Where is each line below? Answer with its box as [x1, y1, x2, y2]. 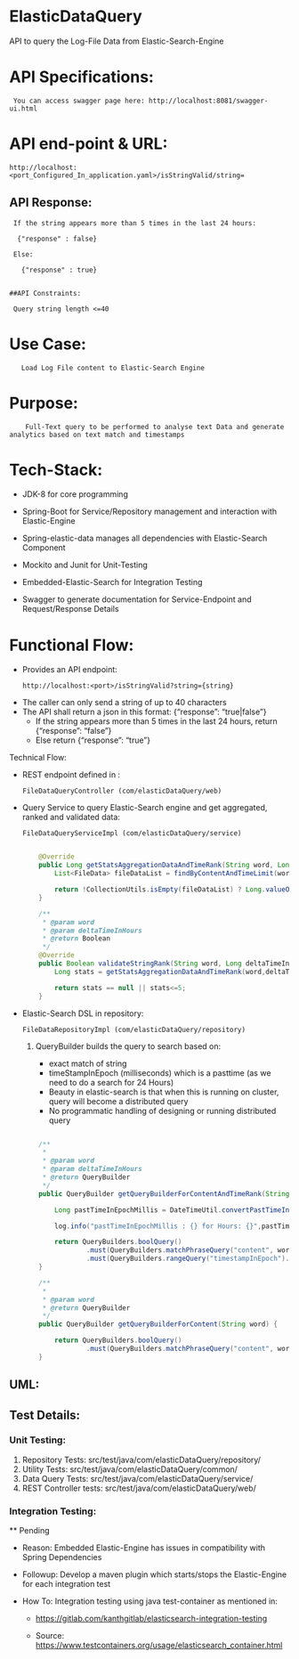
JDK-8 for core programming [21, 489, 129, 500]
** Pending [9, 1525, 51, 1536]
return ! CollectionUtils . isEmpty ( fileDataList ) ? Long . [54, 885, 266, 894]
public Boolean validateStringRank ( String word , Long [38, 959, 242, 968]
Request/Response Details [21, 604, 119, 614]
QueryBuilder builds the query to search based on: [35, 1040, 222, 1052]
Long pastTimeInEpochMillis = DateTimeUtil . [54, 1205, 222, 1215]
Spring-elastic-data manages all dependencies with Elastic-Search [21, 533, 268, 544]
